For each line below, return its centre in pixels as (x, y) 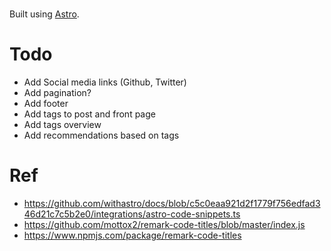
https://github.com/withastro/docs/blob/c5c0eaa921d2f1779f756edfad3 (172, 204)
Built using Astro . (44, 14)
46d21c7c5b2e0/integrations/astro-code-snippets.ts (132, 214)
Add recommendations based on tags (101, 135)
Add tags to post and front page (89, 114)
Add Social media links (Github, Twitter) (105, 82)
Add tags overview (62, 125)
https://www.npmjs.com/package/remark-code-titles (132, 235)
